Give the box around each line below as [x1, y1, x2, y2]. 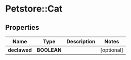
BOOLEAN [36, 46, 62, 53]
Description [66, 38, 96, 45]
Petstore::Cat [5, 3, 63, 15]
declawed [8, 46, 32, 53]
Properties [5, 23, 39, 32]
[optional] [100, 46, 124, 53]
